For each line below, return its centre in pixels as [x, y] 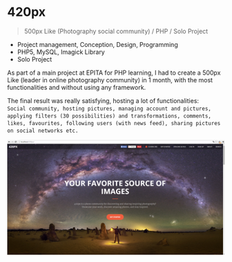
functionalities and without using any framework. [77, 87]
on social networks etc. [43, 131]
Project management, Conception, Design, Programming [97, 44]
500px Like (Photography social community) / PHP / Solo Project [116, 31]
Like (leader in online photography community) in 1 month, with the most [110, 79]
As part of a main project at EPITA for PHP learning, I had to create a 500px [114, 73]
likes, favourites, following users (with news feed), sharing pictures [114, 123]
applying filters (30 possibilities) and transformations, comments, [109, 116]
